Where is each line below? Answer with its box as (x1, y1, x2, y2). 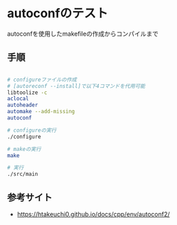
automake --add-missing (7, 108, 75, 115)
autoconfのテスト (7, 5, 108, 21)
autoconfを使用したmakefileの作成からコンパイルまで (7, 29, 159, 38)
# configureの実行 (7, 127, 57, 134)
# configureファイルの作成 (7, 76, 77, 83)
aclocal (7, 95, 29, 102)
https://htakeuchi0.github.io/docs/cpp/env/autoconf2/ (16, 210, 170, 218)
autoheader (7, 102, 38, 109)
